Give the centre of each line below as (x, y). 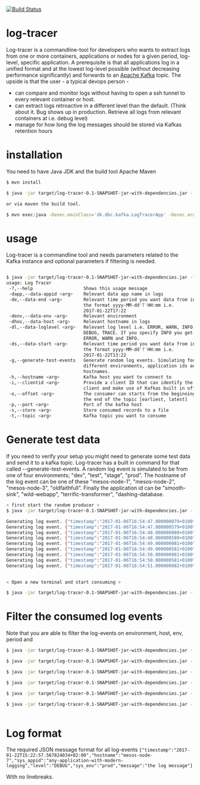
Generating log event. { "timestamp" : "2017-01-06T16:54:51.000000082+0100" (101, 566)
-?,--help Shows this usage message (78, 289)
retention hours (34, 130)
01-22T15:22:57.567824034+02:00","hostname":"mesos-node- (79, 756)
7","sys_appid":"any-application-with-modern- (65, 761)
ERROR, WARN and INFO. (111, 338)
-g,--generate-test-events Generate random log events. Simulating (97, 360)
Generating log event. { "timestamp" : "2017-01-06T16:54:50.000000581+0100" (101, 560)
